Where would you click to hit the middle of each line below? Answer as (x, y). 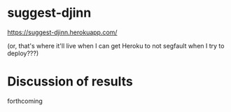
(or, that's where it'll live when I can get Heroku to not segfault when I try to (116, 45)
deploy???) (23, 53)
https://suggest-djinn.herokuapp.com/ (62, 32)
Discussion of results (70, 82)
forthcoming (25, 101)
